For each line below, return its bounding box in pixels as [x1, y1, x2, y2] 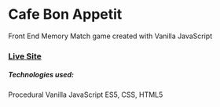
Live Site [8, 51, 42, 62]
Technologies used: [8, 70, 75, 80]
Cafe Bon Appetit [8, 5, 123, 23]
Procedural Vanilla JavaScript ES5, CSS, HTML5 [8, 90, 163, 99]
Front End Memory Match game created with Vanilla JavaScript [8, 31, 213, 41]
